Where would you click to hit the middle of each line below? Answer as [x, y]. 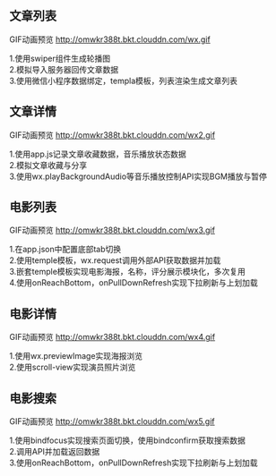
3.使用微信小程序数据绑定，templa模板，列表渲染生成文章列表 [124, 81]
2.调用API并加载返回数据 [55, 452]
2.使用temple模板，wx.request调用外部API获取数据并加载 [115, 260]
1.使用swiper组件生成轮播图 [60, 58]
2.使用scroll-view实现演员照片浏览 [73, 367]
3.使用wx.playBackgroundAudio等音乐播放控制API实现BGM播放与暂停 [138, 176]
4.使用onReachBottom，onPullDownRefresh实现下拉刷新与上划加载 [134, 283]
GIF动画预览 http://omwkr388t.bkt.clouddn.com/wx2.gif [112, 135]
